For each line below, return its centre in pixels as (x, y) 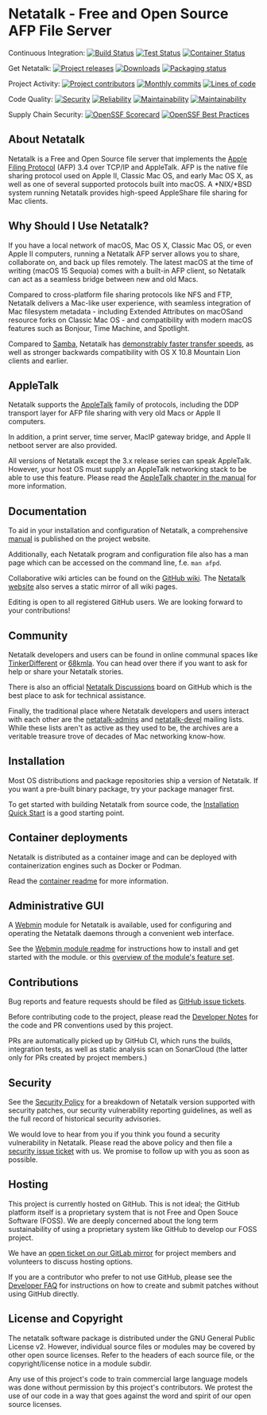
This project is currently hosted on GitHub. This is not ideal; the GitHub (124, 1203)
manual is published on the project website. (79, 539)
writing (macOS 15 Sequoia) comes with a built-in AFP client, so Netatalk (127, 271)
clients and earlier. (39, 361)
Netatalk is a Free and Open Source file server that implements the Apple (128, 158)
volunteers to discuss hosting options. (71, 1261)
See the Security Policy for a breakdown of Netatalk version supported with (132, 1102)
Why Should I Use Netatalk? (79, 226)
